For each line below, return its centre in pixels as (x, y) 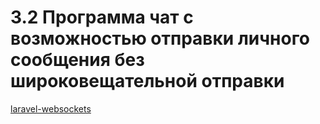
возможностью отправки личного (160, 38)
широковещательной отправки (147, 81)
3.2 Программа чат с (102, 17)
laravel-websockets (51, 108)
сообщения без (77, 60)
